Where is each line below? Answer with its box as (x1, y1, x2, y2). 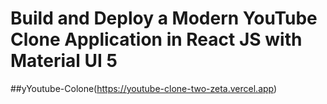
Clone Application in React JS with (10, 28, 303, 51)
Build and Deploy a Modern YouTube (10, 7, 318, 30)
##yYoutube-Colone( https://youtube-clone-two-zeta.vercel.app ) (10, 82, 278, 94)
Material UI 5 (10, 50, 118, 72)
